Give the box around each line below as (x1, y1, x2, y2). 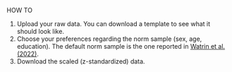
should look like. (16, 28, 65, 35)
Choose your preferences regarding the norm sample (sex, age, (16, 35, 202, 43)
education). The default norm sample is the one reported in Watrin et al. (16, 42, 226, 50)
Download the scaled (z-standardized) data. (16, 57, 145, 66)
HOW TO (6, 6, 33, 14)
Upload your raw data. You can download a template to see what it (16, 20, 211, 28)
